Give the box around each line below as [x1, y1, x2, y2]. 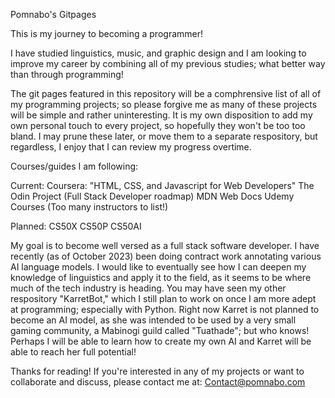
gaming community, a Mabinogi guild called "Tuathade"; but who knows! [10, 325, 310, 336]
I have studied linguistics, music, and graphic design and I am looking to [10, 47, 307, 59]
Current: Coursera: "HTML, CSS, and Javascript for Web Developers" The [10, 180, 315, 191]
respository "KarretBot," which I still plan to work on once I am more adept [10, 293, 317, 304]
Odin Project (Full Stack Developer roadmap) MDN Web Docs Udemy [10, 190, 295, 202]
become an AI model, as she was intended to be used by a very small [10, 314, 297, 326]
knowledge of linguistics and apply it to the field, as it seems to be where [10, 272, 312, 283]
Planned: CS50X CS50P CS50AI [10, 220, 142, 232]
